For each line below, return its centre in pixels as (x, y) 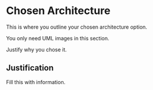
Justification (30, 68)
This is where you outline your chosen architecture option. (77, 27)
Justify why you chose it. (36, 49)
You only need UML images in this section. (58, 38)
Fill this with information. (36, 82)
